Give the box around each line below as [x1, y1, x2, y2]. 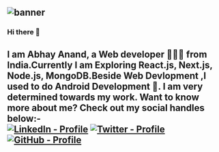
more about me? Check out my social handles [7, 102, 205, 114]
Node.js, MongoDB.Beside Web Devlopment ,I [7, 70, 207, 81]
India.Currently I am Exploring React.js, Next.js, [7, 59, 213, 71]
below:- [7, 112, 41, 124]
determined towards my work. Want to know [7, 91, 199, 103]
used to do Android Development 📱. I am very [7, 80, 203, 92]
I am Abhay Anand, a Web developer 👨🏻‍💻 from [7, 49, 207, 60]
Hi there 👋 [7, 27, 41, 37]
